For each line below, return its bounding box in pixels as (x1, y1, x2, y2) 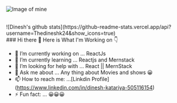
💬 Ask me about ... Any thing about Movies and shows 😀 (14, 69, 153, 76)
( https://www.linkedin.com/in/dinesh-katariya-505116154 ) (14, 84, 155, 91)
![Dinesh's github (6, 24, 48, 30)
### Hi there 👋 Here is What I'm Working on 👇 (6, 36, 119, 43)
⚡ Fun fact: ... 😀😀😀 (14, 91, 65, 98)
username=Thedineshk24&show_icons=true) (6, 30, 116, 37)
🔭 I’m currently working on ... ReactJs (14, 50, 106, 57)
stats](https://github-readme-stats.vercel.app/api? (48, 24, 172, 30)
